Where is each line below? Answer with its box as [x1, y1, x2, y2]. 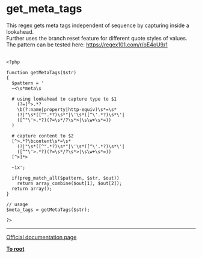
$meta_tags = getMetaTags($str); [6, 207, 90, 213]
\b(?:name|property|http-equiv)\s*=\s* [17, 106, 117, 113]
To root [6, 245, 25, 252]
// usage [6, 201, 28, 207]
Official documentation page [6, 233, 77, 241]
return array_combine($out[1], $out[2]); [17, 180, 122, 186]
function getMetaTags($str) [6, 69, 77, 75]
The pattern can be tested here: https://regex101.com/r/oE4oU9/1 [6, 41, 168, 48]
